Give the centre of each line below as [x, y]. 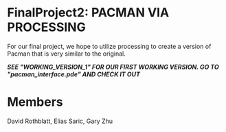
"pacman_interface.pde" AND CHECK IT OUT [74, 74]
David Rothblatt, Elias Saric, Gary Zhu [60, 121]
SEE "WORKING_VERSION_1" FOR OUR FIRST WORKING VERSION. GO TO [113, 67]
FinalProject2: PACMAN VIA [88, 13]
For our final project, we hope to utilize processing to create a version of [109, 46]
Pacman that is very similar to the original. [66, 54]
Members [35, 102]
